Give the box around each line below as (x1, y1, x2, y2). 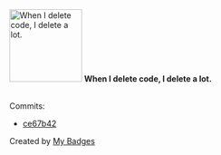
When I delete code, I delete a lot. (83, 73, 213, 84)
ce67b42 (22, 118, 57, 129)
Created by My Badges (9, 136, 95, 146)
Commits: (9, 101, 45, 111)
